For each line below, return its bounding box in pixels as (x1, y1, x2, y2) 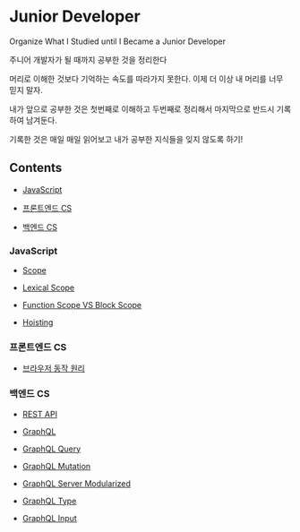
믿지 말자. (9, 84, 43, 95)
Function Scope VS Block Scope (21, 300, 142, 311)
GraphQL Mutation (21, 460, 91, 471)
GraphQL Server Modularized (21, 477, 132, 489)
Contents (9, 160, 63, 176)
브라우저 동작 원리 (21, 363, 85, 373)
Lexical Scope (21, 282, 75, 293)
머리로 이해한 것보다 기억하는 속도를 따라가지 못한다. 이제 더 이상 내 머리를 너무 (9, 73, 284, 84)
